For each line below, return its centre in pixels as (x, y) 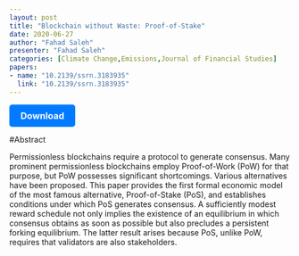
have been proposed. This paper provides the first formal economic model (146, 185)
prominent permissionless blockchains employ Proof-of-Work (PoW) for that (149, 166)
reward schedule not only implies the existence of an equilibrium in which (144, 213)
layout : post (33, 17)
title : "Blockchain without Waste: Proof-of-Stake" (107, 26)
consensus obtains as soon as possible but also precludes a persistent (139, 223)
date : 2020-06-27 (42, 34)
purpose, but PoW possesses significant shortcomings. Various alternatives (148, 176)
